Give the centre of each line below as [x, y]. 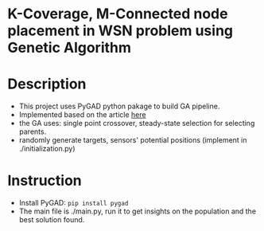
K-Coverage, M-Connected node [118, 14]
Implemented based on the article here [82, 115]
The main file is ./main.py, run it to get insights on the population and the [137, 211]
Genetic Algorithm [70, 48]
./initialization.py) [47, 149]
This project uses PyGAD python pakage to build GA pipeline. [119, 106]
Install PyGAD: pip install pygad [74, 203]
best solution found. [52, 220]
